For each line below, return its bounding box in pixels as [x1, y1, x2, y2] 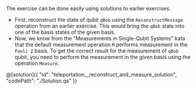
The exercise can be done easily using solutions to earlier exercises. [6, 5, 171, 12]
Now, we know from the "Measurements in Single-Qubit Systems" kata [14, 35, 185, 41]
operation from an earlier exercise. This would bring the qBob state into [14, 23, 185, 29]
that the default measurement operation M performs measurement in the [14, 41, 188, 48]
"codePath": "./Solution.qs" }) [6, 77, 77, 84]
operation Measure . [14, 60, 60, 67]
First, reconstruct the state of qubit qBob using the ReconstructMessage [14, 16, 183, 23]
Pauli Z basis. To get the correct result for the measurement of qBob [14, 47, 179, 54]
